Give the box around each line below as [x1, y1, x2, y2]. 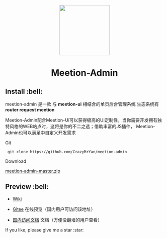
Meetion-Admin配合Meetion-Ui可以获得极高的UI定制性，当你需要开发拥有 [5, 117, 157, 123]
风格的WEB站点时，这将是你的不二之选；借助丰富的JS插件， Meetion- [9, 124, 155, 129]
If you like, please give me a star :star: [5, 226, 84, 233]
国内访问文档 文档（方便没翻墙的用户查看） [12, 216, 102, 223]
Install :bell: [5, 87, 43, 95]
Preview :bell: [5, 182, 49, 191]
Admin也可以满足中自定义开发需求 [5, 130, 76, 136]
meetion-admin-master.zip [5, 168, 60, 174]
